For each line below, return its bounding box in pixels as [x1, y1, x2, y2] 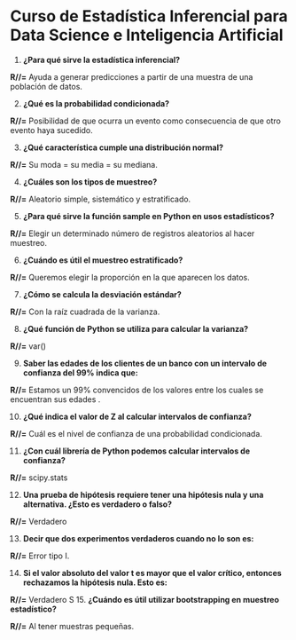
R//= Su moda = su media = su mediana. [10, 159, 158, 170]
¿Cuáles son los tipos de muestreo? [22, 176, 158, 187]
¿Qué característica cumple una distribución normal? [22, 142, 224, 153]
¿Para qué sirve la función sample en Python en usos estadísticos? [22, 210, 275, 221]
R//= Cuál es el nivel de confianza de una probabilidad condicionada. [10, 428, 262, 439]
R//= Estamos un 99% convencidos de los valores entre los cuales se [10, 384, 264, 395]
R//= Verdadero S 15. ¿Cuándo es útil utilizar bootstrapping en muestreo [10, 594, 280, 604]
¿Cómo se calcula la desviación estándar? [22, 288, 183, 299]
